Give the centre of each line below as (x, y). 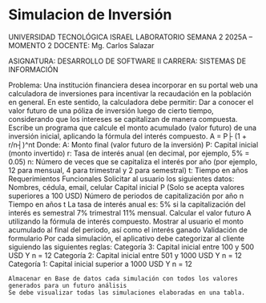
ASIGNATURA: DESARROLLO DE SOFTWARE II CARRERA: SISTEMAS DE (127, 61)
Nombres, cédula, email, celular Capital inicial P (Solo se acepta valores (127, 187)
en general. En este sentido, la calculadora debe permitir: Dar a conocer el (131, 102)
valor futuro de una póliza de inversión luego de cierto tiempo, (111, 111)
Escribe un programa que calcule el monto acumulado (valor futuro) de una (133, 127)
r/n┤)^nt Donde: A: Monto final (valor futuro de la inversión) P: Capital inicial (133, 144)
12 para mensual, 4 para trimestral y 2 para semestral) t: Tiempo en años (128, 170)
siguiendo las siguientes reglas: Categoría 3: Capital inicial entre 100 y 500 (131, 247)
